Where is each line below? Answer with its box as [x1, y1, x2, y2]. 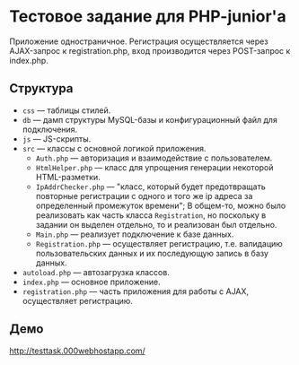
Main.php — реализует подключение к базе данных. [35, 229, 234, 239]
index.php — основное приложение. [22, 276, 161, 287]
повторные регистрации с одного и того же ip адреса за [35, 190, 253, 201]
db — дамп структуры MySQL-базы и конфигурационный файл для [22, 114, 278, 125]
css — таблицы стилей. [22, 105, 111, 116]
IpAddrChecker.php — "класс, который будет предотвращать [35, 181, 267, 192]
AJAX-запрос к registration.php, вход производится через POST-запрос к [9, 45, 291, 56]
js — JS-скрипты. [22, 133, 92, 144]
